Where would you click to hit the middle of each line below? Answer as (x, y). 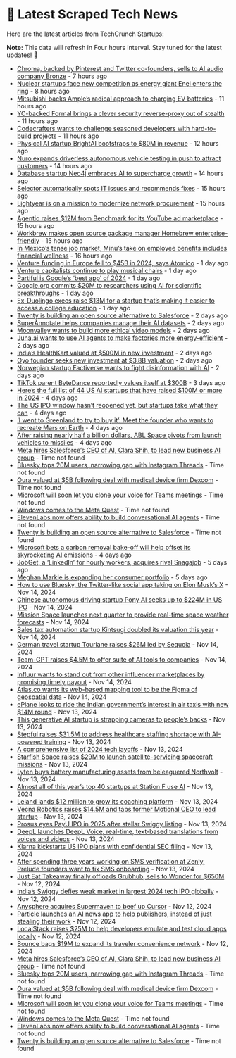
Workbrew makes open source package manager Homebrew (105, 233)
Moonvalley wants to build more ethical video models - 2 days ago (113, 330)
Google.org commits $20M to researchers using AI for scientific (109, 285)
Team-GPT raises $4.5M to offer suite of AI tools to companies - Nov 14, (122, 659)
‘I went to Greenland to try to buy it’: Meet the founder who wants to (115, 420)
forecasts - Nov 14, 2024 (53, 622)
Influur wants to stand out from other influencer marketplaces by (111, 674)
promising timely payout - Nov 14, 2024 (74, 681)
